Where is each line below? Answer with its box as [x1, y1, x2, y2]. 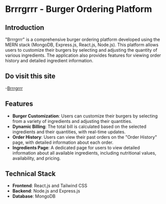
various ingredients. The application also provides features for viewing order [5, 52, 161, 58]
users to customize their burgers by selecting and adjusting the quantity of [5, 47, 158, 53]
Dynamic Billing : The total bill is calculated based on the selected [12, 123, 147, 129]
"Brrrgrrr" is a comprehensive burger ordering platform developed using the [5, 36, 160, 42]
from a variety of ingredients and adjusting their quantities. [12, 118, 132, 124]
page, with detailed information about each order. [12, 139, 114, 145]
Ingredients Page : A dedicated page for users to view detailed [12, 144, 140, 150]
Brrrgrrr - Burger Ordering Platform [5, 3, 152, 15]
